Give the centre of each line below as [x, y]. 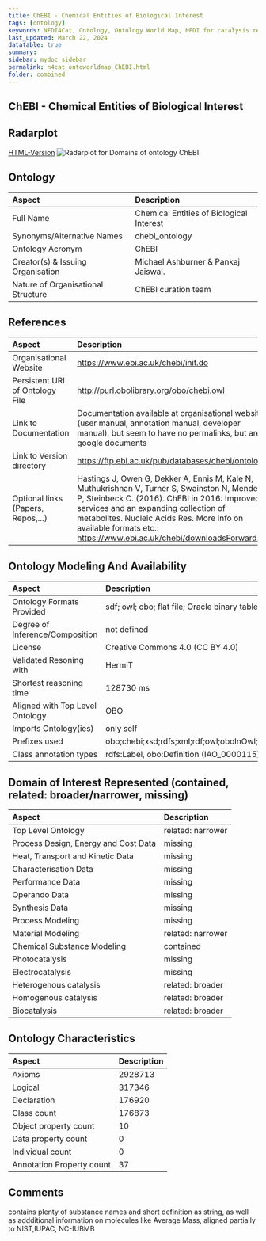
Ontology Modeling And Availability [98, 566]
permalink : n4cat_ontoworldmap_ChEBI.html [79, 67]
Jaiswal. [150, 272]
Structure [30, 294]
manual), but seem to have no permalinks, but [162, 433]
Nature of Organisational [58, 284]
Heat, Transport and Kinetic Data [73, 856]
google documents [112, 443]
